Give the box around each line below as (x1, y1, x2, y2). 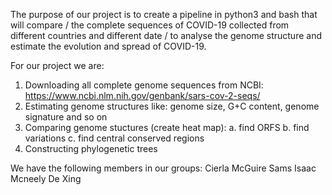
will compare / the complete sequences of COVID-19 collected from (10, 19, 290, 31)
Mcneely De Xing (10, 173, 82, 184)
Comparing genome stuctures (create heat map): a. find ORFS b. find (24, 122, 310, 133)
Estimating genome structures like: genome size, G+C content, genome (24, 100, 320, 112)
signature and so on (24, 111, 108, 123)
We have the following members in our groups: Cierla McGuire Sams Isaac (10, 162, 317, 174)
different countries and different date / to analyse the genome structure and (10, 30, 322, 41)
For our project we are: (10, 60, 105, 71)
